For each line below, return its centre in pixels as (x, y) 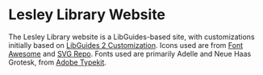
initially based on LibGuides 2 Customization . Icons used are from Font (126, 45)
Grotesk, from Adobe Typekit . (58, 62)
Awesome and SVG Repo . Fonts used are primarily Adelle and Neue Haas (130, 53)
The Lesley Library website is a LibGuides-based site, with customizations (132, 37)
